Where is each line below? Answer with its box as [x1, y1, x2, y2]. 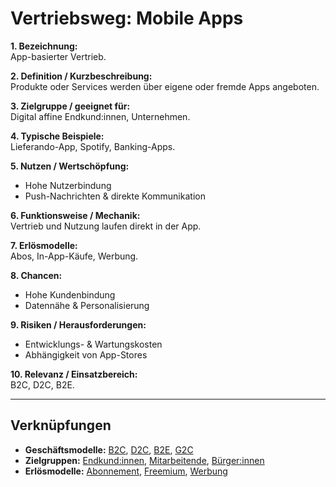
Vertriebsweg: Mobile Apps [10, 7, 244, 30]
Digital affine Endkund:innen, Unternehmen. [10, 110, 191, 122]
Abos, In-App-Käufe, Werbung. [10, 250, 139, 262]
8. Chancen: [10, 269, 63, 281]
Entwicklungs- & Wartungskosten [24, 338, 163, 350]
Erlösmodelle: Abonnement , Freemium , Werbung [24, 465, 228, 477]
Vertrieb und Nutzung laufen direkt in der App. [10, 220, 202, 232]
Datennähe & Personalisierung [24, 299, 150, 311]
